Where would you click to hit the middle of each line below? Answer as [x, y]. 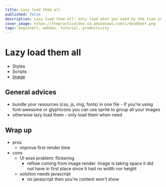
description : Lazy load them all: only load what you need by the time [80, 19]
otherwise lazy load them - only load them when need [67, 115]
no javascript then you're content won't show [73, 179]
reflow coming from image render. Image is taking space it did [90, 163]
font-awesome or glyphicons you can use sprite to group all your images [86, 109]
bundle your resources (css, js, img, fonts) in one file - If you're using [83, 104]
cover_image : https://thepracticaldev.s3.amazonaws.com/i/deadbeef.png [80, 23]
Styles [19, 66]
